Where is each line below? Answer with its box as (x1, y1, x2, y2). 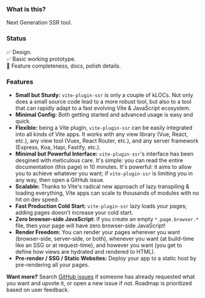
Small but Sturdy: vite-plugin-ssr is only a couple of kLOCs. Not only (15, 91, 194, 98)
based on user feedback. (6, 286, 70, 293)
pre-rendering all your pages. (15, 261, 90, 269)
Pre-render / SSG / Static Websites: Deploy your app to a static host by (15, 254, 197, 262)
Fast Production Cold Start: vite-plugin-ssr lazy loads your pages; (15, 202, 187, 210)
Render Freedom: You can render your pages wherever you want (15, 228, 181, 235)
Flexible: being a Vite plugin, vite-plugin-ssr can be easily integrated (15, 124, 193, 131)
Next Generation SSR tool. (6, 19, 72, 26)
